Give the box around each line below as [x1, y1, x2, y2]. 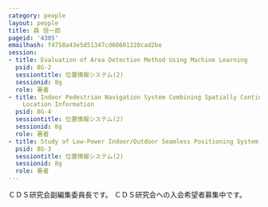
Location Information [22, 100, 94, 108]
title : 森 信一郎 [8, 26, 61, 34]
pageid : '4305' [8, 33, 59, 42]
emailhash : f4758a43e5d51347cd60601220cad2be [8, 41, 162, 49]
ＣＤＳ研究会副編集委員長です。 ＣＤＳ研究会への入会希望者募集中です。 [8, 190, 247, 199]
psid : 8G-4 [15, 108, 52, 116]
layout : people [8, 19, 59, 27]
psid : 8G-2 [15, 64, 52, 72]
